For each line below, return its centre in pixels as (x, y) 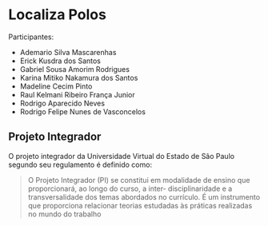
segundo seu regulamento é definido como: (80, 165)
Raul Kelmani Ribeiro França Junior (78, 94)
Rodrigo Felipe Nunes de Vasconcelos (83, 111)
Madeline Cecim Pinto (56, 86)
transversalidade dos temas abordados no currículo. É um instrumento (144, 196)
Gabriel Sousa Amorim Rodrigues (75, 69)
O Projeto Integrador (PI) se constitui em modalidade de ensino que (139, 180)
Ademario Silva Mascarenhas (68, 52)
